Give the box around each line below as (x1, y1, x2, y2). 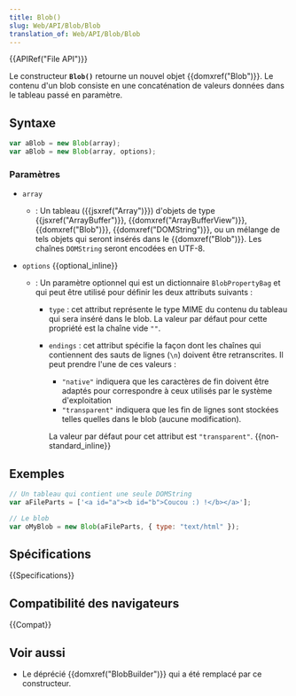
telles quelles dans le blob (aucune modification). (61, 414, 242, 425)
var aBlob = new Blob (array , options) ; (9, 147, 157, 156)
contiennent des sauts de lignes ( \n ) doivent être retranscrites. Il (48, 349, 284, 360)
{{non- (254, 431, 279, 442)
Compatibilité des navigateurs (9, 596, 180, 611)
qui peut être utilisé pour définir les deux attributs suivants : (35, 287, 253, 298)
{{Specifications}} (9, 570, 75, 581)
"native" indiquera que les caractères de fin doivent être (61, 376, 269, 387)
